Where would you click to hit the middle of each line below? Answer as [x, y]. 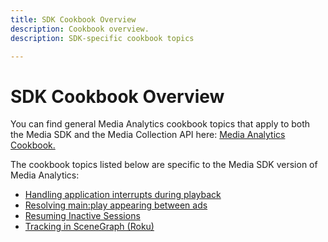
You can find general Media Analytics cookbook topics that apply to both [160, 124]
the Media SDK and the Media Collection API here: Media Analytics [148, 135]
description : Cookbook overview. [80, 29]
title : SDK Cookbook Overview [73, 19]
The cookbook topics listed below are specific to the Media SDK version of [164, 165]
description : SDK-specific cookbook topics [102, 38]
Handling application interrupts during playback [123, 195]
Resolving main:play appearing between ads [116, 205]
